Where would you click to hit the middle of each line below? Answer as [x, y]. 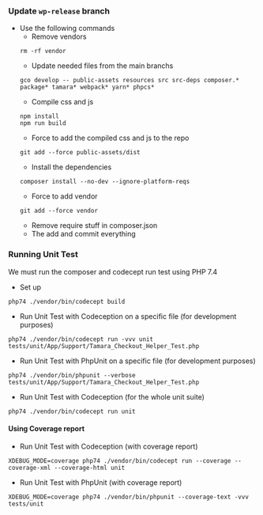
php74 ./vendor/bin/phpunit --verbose [72, 375]
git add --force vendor [59, 211]
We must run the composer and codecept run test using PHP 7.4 [113, 271]
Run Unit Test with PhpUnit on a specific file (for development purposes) [138, 361]
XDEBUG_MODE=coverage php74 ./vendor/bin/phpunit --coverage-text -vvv [128, 497]
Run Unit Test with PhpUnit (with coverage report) [101, 482]
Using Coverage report [47, 429]
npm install [39, 116]
